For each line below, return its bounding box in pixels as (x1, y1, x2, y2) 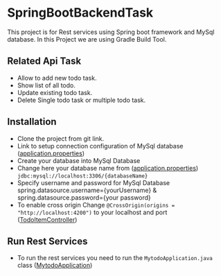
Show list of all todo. (17, 81, 76, 89)
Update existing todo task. (17, 88, 93, 96)
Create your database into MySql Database (17, 156, 141, 164)
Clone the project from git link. (17, 134, 105, 143)
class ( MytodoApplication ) (17, 261, 93, 270)
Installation (7, 116, 57, 128)
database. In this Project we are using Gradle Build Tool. (7, 35, 167, 43)
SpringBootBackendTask (7, 5, 154, 21)
